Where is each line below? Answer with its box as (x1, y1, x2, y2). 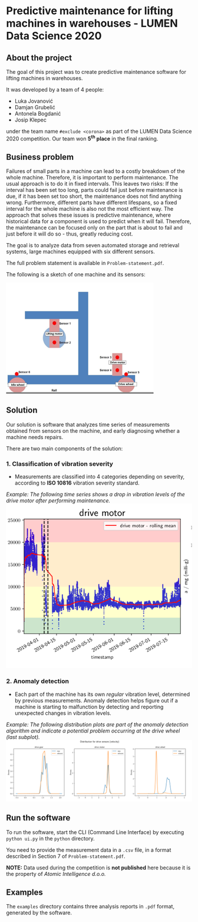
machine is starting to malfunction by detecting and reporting (14, 703, 164, 710)
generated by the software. (6, 909, 72, 916)
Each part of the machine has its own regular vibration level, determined (14, 691, 190, 698)
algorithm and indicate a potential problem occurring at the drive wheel (6, 727, 180, 734)
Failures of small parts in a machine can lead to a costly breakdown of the (6, 168, 186, 175)
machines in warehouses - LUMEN (6, 17, 178, 30)
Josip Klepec (14, 116, 47, 123)
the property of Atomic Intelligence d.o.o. (6, 870, 106, 877)
